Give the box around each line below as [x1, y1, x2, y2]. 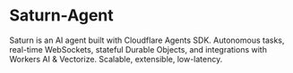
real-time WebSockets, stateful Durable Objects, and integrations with [9, 44, 267, 54]
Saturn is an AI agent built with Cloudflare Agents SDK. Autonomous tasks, [9, 35, 285, 45]
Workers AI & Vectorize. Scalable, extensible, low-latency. [9, 53, 223, 64]
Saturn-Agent [9, 5, 114, 26]
